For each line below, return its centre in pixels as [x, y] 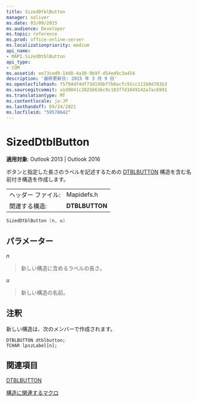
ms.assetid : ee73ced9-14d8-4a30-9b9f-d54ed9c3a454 [71, 73]
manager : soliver [28, 17]
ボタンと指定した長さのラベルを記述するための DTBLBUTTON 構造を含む [96, 172]
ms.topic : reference [32, 34]
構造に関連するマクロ [32, 392]
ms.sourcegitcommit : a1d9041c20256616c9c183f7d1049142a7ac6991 [87, 90]
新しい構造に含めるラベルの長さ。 [63, 268]
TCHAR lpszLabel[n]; [32, 346]
